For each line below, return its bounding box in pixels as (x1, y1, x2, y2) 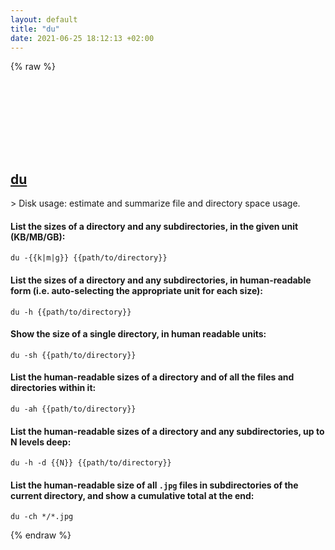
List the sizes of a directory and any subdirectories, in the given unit (10, 220, 299, 232)
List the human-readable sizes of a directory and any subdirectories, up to (10, 425, 325, 437)
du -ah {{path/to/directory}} (10, 404, 137, 414)
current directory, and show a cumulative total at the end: (10, 489, 255, 501)
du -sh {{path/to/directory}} (10, 350, 137, 360)
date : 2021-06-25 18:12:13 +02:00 (10, 33, 155, 43)
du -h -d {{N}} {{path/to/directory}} (10, 458, 172, 468)
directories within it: (10, 382, 97, 394)
